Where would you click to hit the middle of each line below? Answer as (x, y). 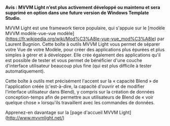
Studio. (13, 18)
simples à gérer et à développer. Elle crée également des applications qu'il (83, 55)
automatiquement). (25, 71)
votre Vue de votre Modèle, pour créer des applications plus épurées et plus (85, 50)
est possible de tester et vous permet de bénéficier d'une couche (74, 60)
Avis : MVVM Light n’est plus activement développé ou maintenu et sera (83, 7)
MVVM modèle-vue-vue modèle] (40, 33)
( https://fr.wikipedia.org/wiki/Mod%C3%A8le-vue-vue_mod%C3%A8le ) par (85, 39)
